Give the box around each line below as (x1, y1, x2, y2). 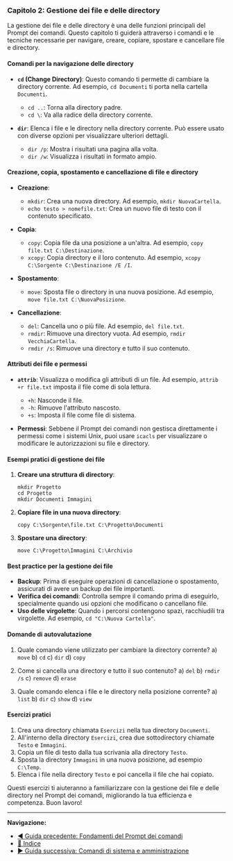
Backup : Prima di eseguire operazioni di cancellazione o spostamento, (17, 577, 220, 585)
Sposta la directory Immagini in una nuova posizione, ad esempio (17, 755, 202, 764)
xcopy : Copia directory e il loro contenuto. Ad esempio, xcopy (27, 253, 201, 262)
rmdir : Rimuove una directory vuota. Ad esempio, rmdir (27, 329, 186, 337)
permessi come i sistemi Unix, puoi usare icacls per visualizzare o (17, 431, 208, 440)
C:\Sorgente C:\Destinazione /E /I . (27, 260, 132, 269)
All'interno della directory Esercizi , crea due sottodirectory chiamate (17, 733, 215, 742)
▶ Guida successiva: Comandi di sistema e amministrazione (17, 846, 189, 855)
